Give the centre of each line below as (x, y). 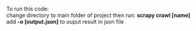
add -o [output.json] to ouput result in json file (65, 22)
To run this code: (27, 9)
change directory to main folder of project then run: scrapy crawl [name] (98, 15)
